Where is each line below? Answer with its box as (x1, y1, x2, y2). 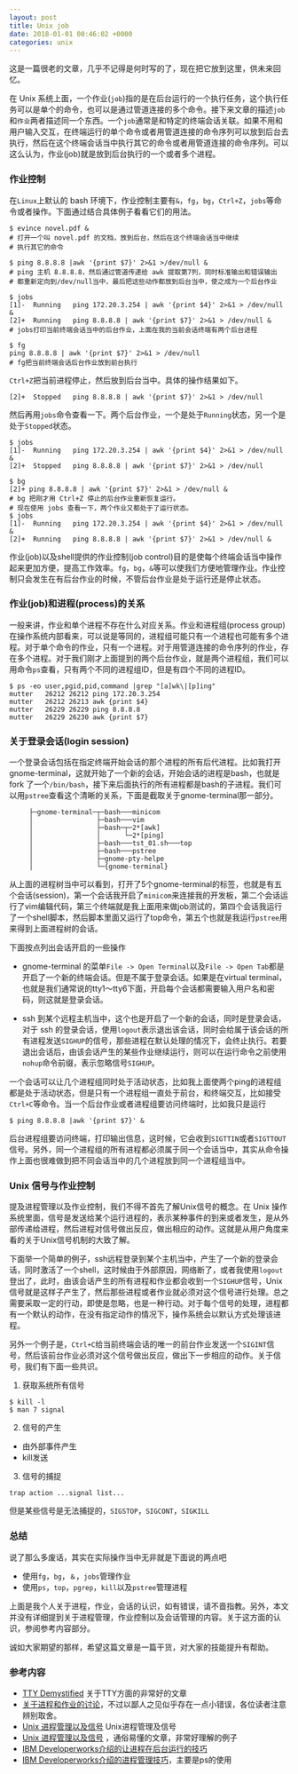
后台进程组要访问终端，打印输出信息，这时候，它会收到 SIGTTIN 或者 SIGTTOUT (9, 1133, 286, 1144)
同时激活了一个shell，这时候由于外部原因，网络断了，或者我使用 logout (24, 1264, 284, 1275)
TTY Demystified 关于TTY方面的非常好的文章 (21, 1688, 188, 1699)
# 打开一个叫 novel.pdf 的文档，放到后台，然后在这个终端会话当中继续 (9, 233, 239, 242)
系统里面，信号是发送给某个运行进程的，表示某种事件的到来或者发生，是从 (9, 1213, 281, 1224)
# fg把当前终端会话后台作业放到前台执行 (9, 358, 137, 367)
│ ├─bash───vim (28, 816, 145, 825)
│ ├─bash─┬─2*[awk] (28, 823, 161, 833)
